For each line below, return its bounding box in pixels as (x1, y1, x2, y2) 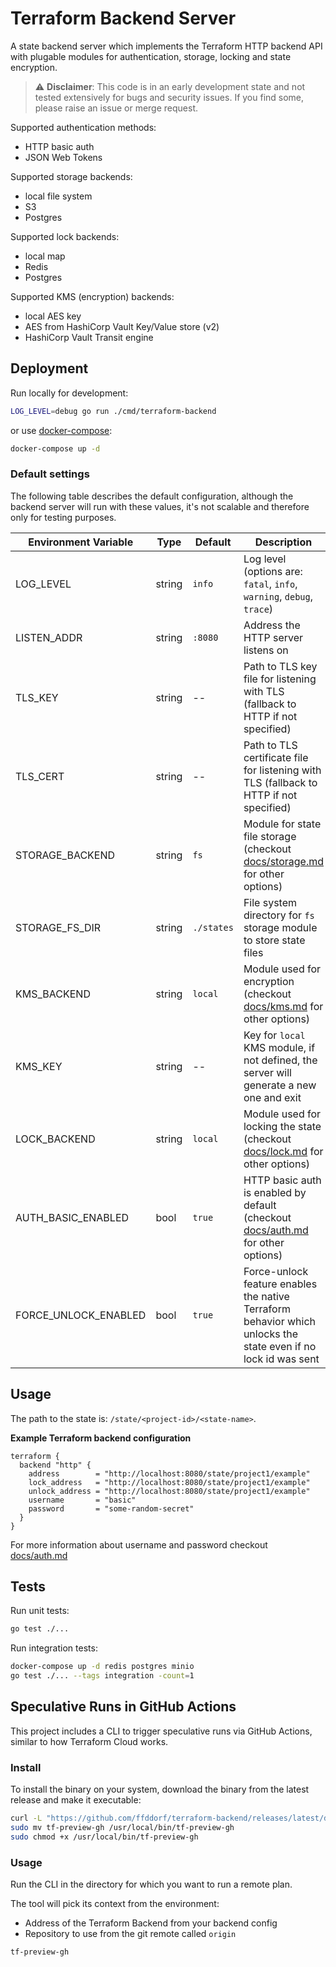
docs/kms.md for (243, 999, 324, 1013)
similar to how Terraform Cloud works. (10, 1735, 169, 1747)
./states (192, 922, 234, 933)
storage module (243, 920, 318, 934)
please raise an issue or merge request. (34, 102, 199, 114)
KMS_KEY (15, 1059, 63, 1073)
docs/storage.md (243, 854, 325, 868)
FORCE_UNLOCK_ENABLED (15, 1308, 147, 1322)
